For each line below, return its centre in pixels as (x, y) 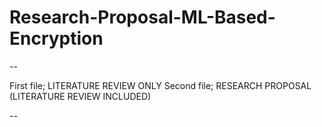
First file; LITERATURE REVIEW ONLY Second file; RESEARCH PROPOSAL (160, 85)
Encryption (56, 38)
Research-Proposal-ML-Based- (142, 17)
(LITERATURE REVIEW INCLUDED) (80, 96)
